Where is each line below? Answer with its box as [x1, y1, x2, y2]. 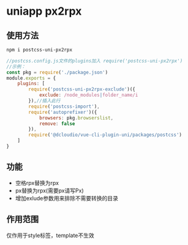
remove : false [39, 121, 75, 127]
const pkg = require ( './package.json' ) [6, 69, 108, 75]
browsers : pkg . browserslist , [39, 115, 114, 121]
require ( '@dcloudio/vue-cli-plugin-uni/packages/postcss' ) [28, 132, 182, 138]
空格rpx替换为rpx [15, 179, 59, 186]
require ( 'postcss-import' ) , [28, 103, 100, 110]
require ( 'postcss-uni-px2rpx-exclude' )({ [28, 86, 136, 92]
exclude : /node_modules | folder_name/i [39, 92, 138, 99]
